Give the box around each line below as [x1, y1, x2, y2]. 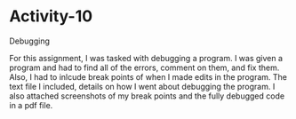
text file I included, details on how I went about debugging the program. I [9, 81, 276, 91]
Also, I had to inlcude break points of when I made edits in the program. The [9, 71, 287, 82]
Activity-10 [9, 6, 93, 27]
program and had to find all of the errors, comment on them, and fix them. [9, 62, 280, 73]
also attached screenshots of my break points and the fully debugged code [9, 91, 285, 101]
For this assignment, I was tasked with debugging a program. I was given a [9, 52, 283, 63]
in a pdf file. [9, 99, 53, 110]
